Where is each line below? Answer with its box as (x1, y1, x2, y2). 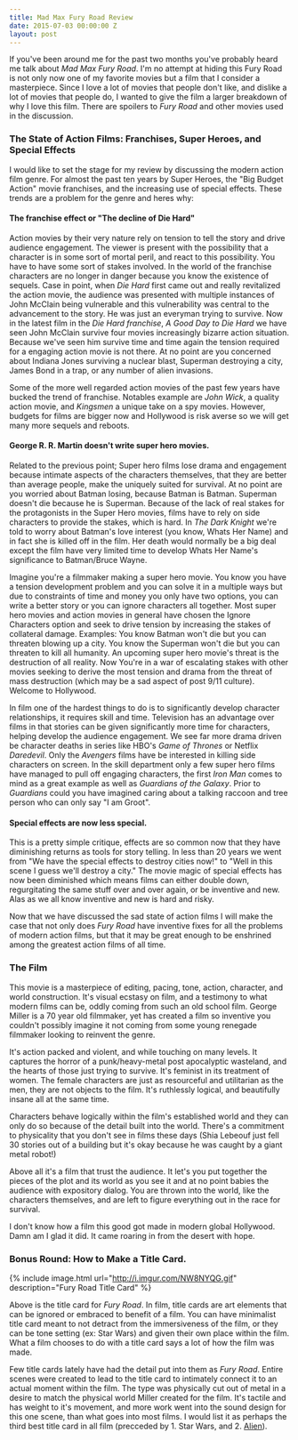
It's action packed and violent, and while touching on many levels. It (9, 1046, 258, 1057)
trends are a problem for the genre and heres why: (9, 192, 194, 203)
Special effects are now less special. (9, 817, 148, 828)
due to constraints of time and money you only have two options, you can (9, 591, 278, 601)
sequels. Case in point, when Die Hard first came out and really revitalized (9, 279, 281, 290)
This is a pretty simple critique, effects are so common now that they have (9, 837, 281, 848)
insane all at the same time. (9, 1093, 109, 1104)
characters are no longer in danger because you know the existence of (9, 270, 270, 281)
